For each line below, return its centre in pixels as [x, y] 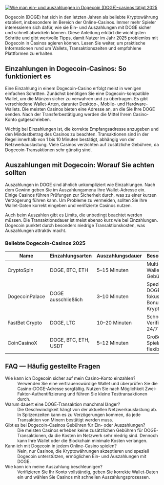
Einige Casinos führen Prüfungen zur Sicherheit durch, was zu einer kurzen [81, 195]
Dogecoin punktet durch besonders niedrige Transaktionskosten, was [75, 225]
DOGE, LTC [62, 323]
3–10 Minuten [113, 296]
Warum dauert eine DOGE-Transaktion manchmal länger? [63, 404]
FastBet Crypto [25, 323]
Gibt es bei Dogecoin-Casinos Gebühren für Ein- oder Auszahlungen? [75, 425]
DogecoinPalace [26, 296]
